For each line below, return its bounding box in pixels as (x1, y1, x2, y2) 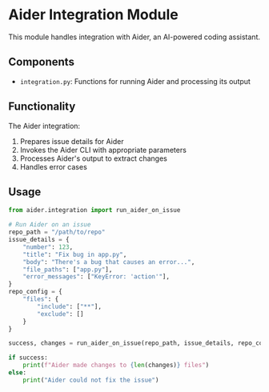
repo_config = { (8, 288, 62, 296)
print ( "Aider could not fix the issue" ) (22, 376, 159, 384)
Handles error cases (19, 162, 88, 171)
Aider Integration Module (8, 6, 179, 24)
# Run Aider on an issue (8, 221, 91, 229)
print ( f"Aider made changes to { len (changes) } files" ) (22, 362, 210, 370)
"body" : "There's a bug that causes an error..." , (22, 258, 195, 266)
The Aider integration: (8, 121, 81, 130)
